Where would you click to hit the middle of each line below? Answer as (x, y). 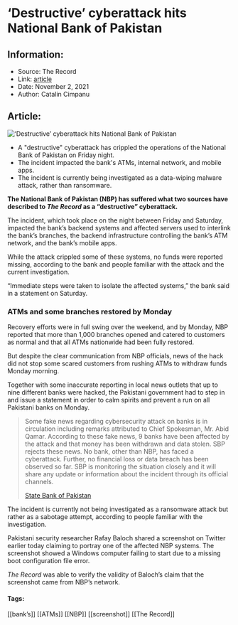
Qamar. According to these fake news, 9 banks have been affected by (127, 437)
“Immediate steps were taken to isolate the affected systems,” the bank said (118, 285)
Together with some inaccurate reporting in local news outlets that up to (113, 385)
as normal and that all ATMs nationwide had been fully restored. (101, 342)
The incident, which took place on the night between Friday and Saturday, (115, 220)
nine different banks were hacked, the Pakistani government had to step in (116, 392)
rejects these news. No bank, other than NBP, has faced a (109, 452)
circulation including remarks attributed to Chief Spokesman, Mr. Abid (127, 429)
